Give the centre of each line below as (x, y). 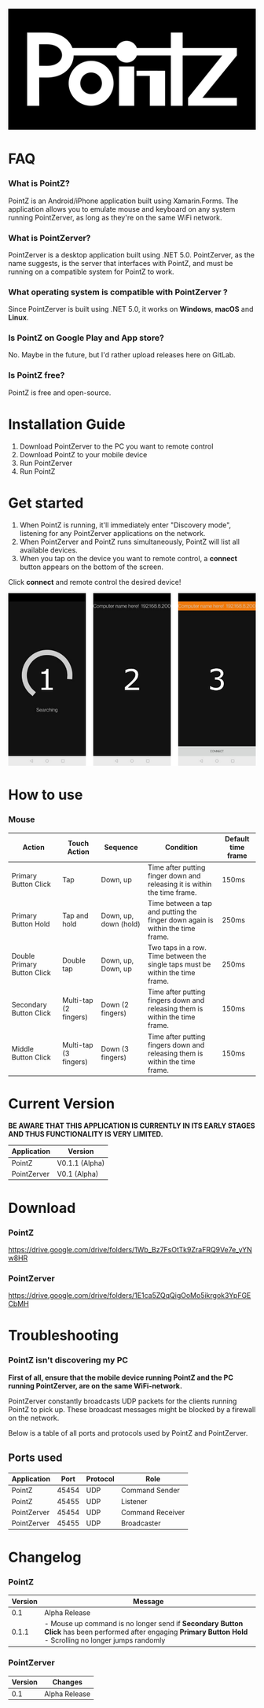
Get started (46, 503)
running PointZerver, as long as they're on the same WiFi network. (115, 217)
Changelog (45, 1557)
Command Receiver (153, 1512)
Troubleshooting (64, 1336)
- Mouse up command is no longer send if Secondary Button (144, 1623)
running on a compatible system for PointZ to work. (91, 272)
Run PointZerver (46, 463)
